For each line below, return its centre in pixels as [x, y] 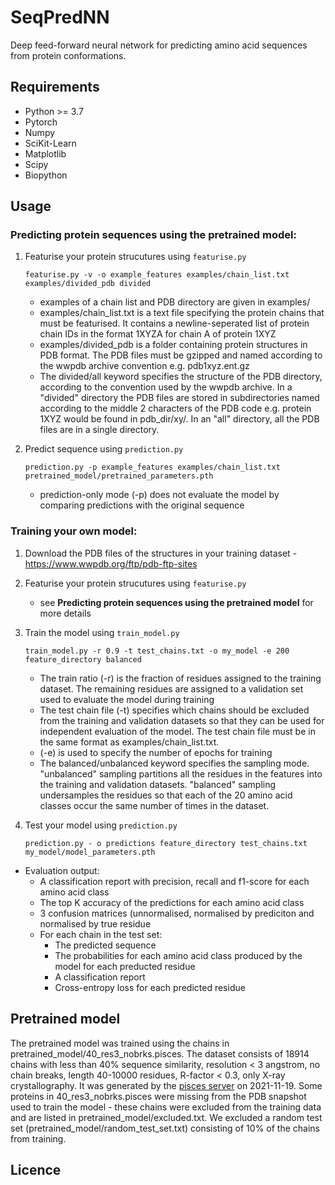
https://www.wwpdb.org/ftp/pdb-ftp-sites [111, 563]
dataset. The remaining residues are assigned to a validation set [171, 688]
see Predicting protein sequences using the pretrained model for [176, 602]
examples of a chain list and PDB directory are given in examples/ [175, 302]
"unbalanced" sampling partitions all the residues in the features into [181, 773]
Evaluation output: [62, 870]
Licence [36, 1169]
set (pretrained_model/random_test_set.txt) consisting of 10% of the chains [165, 1128]
